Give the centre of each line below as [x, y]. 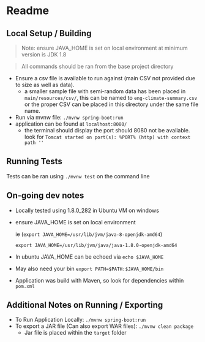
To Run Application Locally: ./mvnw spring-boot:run [80, 320]
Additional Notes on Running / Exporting [85, 305]
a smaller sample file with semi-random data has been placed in [105, 91]
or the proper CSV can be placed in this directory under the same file [111, 104]
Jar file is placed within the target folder [75, 333]
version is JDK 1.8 [44, 55]
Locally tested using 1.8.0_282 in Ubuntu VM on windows [87, 210]
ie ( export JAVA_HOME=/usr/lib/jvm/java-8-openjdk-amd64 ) [89, 234]
